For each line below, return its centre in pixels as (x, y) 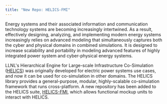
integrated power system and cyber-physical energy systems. (69, 56)
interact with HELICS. (27, 97)
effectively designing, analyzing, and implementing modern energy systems (83, 34)
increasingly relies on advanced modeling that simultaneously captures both (84, 40)
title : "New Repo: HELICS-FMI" (38, 10)
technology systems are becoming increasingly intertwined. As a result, (79, 29)
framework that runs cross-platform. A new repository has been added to (81, 86)
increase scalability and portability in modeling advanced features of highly (82, 50)
